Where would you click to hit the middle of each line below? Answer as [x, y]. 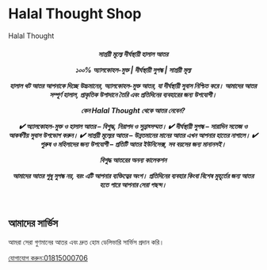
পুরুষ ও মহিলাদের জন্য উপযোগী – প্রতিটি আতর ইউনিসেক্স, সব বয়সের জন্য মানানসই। [133, 144]
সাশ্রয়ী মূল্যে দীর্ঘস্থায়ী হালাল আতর [133, 54]
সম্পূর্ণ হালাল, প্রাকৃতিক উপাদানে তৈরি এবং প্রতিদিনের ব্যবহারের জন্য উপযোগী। [133, 94]
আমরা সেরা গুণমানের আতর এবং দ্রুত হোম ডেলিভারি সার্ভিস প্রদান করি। [86, 241]
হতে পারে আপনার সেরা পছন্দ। [133, 184]
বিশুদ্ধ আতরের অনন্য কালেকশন [133, 160]
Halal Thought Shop [75, 14]
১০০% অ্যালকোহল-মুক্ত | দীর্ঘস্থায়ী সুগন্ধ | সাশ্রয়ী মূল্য [133, 70]
